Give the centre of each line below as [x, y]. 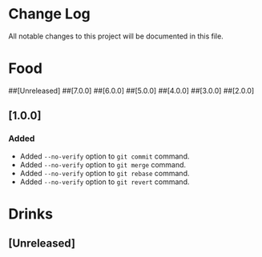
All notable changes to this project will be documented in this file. [116, 36]
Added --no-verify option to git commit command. [105, 156]
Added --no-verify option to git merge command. [103, 164]
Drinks [31, 214]
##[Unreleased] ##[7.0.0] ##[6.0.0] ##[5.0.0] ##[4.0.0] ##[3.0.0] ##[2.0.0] [131, 90]
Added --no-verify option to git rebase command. [105, 173]
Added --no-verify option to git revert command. [105, 182]
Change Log [49, 14]
